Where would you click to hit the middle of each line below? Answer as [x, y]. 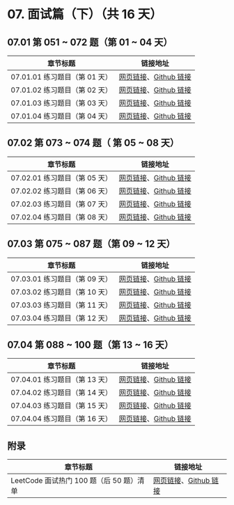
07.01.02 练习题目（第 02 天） [62, 90]
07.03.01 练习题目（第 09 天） [62, 279]
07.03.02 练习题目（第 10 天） [62, 292]
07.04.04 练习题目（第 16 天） [62, 419]
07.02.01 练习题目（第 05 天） [62, 178]
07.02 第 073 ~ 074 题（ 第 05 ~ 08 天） [93, 143]
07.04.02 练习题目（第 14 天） [62, 393]
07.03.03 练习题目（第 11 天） [62, 305]
